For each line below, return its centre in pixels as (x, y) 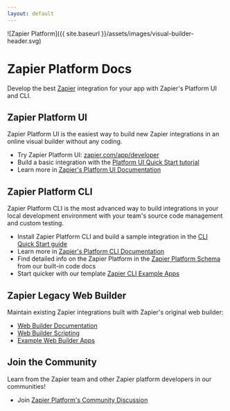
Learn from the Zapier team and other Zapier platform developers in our (109, 379)
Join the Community (52, 362)
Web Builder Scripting (48, 333)
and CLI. (19, 95)
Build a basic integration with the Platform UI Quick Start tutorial (108, 162)
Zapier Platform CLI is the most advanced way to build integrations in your (113, 209)
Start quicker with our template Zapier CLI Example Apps (98, 274)
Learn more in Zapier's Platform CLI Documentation (91, 252)
